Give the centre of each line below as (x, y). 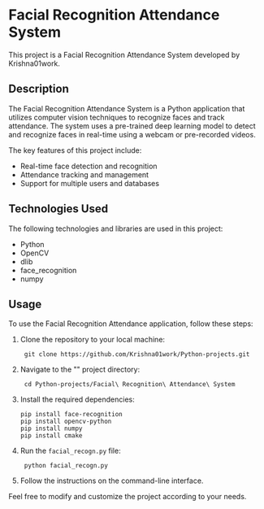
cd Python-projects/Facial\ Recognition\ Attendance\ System (130, 385)
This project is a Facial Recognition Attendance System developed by (124, 54)
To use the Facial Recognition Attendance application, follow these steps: (131, 324)
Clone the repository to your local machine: (92, 340)
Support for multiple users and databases (90, 183)
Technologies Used (58, 209)
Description (39, 89)
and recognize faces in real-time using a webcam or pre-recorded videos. (132, 134)
